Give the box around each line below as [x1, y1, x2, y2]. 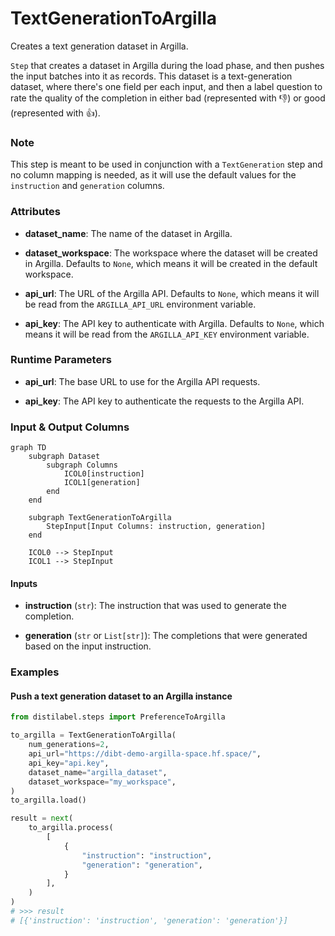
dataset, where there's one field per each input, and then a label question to [10, 80, 323, 92]
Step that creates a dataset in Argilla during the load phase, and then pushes [10, 59, 325, 71]
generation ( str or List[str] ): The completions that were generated [24, 630, 308, 642]
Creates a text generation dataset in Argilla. [10, 40, 189, 52]
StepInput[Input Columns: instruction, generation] [46, 522, 267, 532]
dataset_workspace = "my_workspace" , [28, 777, 177, 787]
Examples [10, 665, 60, 679]
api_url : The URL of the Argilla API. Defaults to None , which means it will [24, 287, 320, 299]
